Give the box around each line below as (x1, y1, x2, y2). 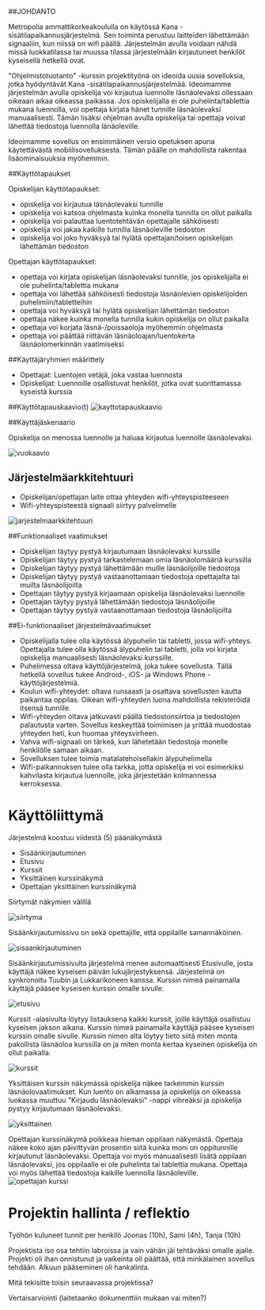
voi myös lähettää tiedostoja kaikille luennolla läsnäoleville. (8, 1168, 199, 1177)
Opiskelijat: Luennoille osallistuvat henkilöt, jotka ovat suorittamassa (19, 379, 241, 388)
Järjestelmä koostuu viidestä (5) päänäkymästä (8, 832, 162, 842)
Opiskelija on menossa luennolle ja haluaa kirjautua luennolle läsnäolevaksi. (8, 433, 254, 442)
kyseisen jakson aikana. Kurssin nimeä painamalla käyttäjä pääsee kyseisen (8, 1022, 255, 1032)
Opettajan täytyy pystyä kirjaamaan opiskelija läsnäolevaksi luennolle (19, 589, 245, 598)
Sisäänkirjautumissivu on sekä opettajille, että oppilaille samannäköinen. (8, 927, 243, 937)
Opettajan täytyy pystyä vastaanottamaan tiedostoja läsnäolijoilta (19, 605, 232, 615)
